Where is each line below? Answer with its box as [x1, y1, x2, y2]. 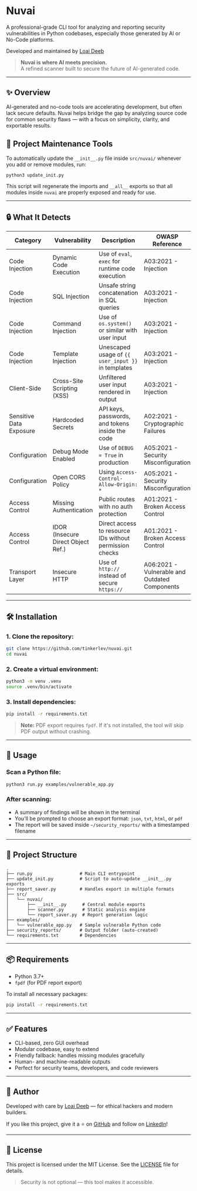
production [98, 458, 129, 467]
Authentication [52, 506, 93, 515]
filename [14, 827, 36, 834]
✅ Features [6, 1024, 48, 1034]
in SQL [98, 296, 117, 304]
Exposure [9, 427, 35, 435]
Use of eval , [98, 250, 133, 258]
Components [143, 583, 180, 591]
